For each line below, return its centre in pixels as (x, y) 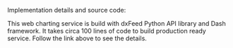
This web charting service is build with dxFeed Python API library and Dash (116, 23)
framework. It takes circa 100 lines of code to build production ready (107, 31)
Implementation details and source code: (67, 10)
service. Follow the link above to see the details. (77, 38)
